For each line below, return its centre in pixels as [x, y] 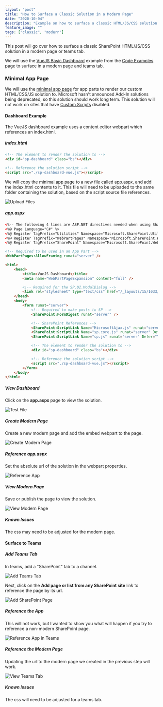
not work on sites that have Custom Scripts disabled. [58, 105]
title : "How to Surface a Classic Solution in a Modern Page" [69, 14]
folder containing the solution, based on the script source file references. [78, 192]
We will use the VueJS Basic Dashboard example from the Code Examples [79, 61]
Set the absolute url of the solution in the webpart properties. [66, 466]
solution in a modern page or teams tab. [45, 51]
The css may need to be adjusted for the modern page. [60, 532]
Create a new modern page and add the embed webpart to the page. [74, 433]
